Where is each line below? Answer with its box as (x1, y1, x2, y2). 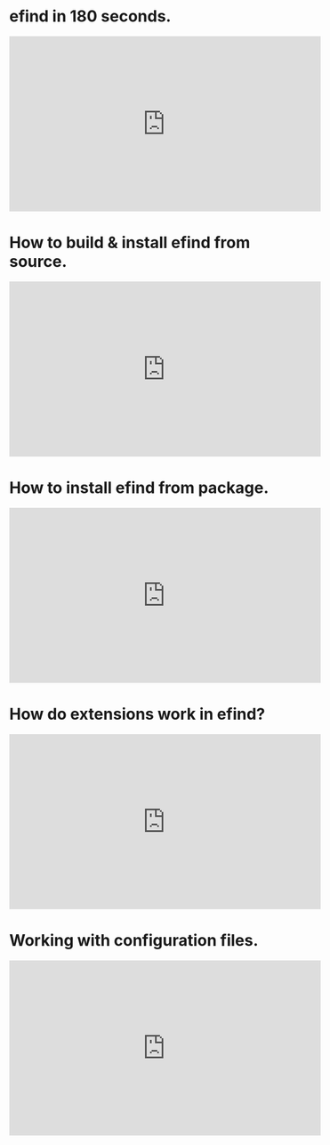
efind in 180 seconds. (9, 6, 172, 27)
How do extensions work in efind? (9, 705, 265, 724)
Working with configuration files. (9, 930, 259, 950)
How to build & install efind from (9, 233, 251, 253)
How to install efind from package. (9, 478, 270, 498)
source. (9, 252, 68, 272)
